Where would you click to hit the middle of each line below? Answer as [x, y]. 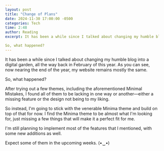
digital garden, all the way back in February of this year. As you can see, [77, 64]
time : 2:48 [16, 28]
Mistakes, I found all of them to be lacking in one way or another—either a [79, 94]
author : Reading [21, 32]
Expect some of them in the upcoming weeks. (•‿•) [57, 143]
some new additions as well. [33, 133]
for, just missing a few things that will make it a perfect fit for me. [70, 119]
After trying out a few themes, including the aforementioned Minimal [74, 89]
